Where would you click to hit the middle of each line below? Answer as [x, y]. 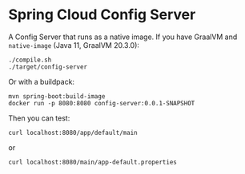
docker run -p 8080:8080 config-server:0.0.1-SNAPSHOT [102, 103]
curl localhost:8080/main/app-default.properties [93, 162]
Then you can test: [39, 118]
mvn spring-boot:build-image [57, 96]
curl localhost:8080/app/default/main [73, 132]
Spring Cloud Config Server [102, 15]
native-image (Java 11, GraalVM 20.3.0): [74, 45]
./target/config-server [48, 67]
